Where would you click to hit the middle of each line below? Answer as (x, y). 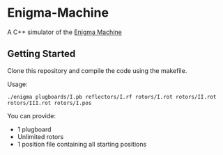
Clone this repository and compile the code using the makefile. (97, 70)
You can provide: (32, 115)
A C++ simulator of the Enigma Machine (64, 32)
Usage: (17, 84)
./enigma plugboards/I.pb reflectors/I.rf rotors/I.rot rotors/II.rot (112, 97)
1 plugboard (34, 129)
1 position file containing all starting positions (82, 144)
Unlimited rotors (40, 136)
